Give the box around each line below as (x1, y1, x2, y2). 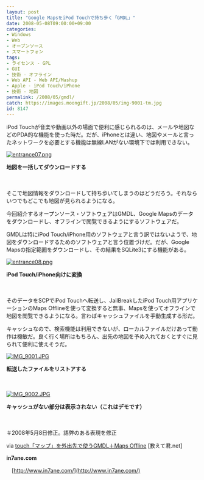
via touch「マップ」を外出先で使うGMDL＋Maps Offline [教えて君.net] (6, 441, 183, 449)
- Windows (6, 32, 32, 38)
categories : (6, 26, 37, 32)
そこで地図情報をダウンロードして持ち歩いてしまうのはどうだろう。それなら (6, 189, 198, 196)
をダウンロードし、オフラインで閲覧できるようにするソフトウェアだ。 (6, 218, 183, 225)
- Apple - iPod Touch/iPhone (6, 83, 80, 89)
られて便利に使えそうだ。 (6, 340, 71, 347)
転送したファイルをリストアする (6, 365, 86, 372)
